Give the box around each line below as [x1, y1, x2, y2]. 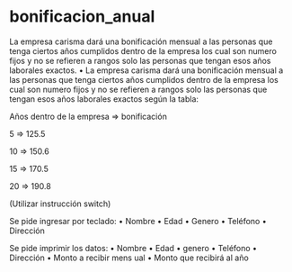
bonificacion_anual [9, 6, 155, 27]
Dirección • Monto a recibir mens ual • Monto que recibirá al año [9, 252, 249, 263]
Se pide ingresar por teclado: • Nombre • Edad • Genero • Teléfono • [9, 215, 267, 226]
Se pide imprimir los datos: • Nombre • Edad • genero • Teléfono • [9, 242, 258, 253]
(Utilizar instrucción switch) [9, 198, 111, 209]
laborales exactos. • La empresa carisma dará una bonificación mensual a [9, 65, 284, 76]
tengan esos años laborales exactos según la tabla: [9, 93, 199, 104]
